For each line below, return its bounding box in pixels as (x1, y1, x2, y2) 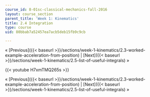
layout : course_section (5, 12, 53, 16)
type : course (5, 25, 32, 30)
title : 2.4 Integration (5, 20, 53, 26)
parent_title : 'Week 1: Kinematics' (5, 16, 79, 21)
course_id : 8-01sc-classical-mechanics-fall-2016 (5, 7, 108, 12)
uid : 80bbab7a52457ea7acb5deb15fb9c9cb (5, 30, 86, 34)
